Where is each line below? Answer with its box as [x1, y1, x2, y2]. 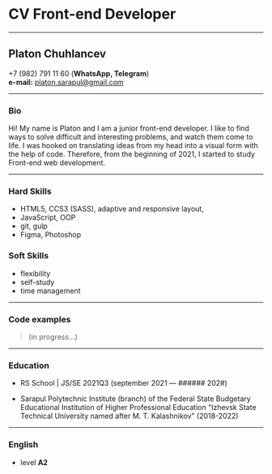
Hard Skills [8, 186, 52, 197]
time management [19, 285, 81, 296]
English [8, 439, 39, 451]
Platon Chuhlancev [8, 47, 107, 61]
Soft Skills [8, 250, 49, 262]
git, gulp [19, 221, 49, 231]
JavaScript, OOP [19, 212, 76, 223]
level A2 [19, 457, 49, 467]
